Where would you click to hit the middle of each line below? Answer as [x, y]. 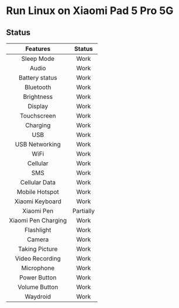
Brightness [38, 97]
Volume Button [38, 287]
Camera [38, 239]
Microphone [38, 268]
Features [38, 49]
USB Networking [38, 144]
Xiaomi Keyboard [38, 201]
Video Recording [38, 259]
